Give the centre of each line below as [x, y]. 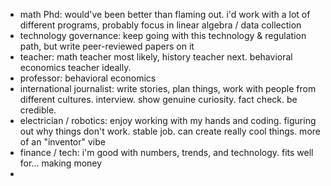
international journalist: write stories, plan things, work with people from [168, 88]
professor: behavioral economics [88, 78]
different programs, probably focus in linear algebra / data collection [160, 25]
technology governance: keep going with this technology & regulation [163, 35]
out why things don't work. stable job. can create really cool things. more [170, 131]
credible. [38, 110]
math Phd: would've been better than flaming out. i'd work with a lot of [165, 14]
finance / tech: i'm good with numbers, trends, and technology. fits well [166, 152]
